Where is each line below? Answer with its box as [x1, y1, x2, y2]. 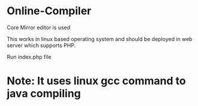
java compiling [7, 87, 81, 101]
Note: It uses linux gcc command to [7, 74, 186, 88]
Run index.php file [7, 53, 51, 60]
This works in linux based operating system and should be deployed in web [7, 35, 193, 42]
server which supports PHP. [7, 42, 76, 49]
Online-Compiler [7, 4, 92, 18]
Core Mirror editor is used [7, 24, 71, 31]
